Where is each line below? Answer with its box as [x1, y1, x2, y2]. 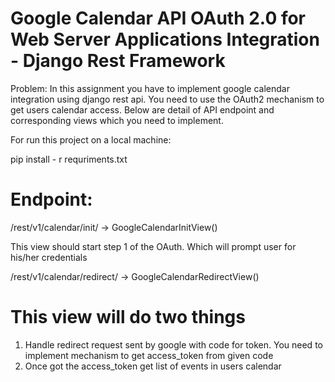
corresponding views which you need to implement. [10, 114, 224, 126]
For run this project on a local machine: [10, 133, 172, 146]
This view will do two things [10, 306, 246, 329]
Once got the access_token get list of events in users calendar [24, 360, 282, 372]
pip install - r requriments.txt [10, 153, 128, 165]
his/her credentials [10, 251, 88, 263]
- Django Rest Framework [10, 50, 226, 72]
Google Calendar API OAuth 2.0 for [10, 7, 307, 30]
